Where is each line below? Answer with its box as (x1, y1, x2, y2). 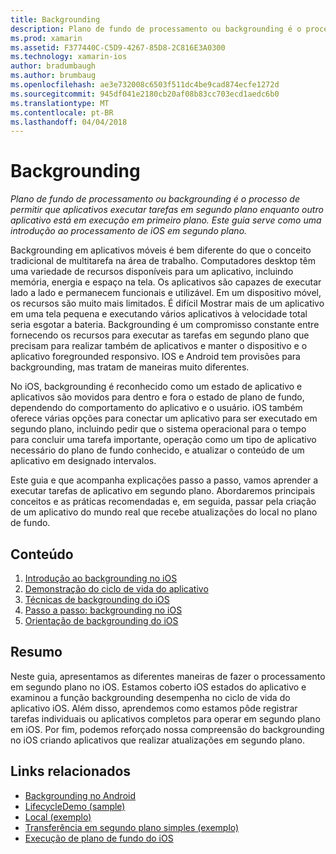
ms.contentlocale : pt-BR (10, 107, 114, 118)
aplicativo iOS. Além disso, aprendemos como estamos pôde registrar (10, 702, 298, 714)
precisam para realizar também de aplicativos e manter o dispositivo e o (10, 340, 308, 352)
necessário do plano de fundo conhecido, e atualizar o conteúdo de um (10, 444, 305, 456)
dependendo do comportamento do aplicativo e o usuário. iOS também (10, 402, 303, 414)
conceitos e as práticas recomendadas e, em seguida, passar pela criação (10, 496, 317, 508)
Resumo (10, 644, 63, 661)
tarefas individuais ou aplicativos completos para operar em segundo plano (10, 712, 321, 725)
